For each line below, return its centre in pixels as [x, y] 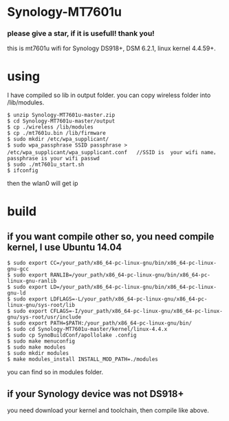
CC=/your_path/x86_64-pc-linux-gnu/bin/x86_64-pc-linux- [133, 263]
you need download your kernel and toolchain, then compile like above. [108, 411]
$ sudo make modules [37, 347]
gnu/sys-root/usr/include [44, 317]
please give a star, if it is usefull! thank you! [81, 34]
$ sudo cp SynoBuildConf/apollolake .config [72, 335]
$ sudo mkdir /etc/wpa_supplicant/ [58, 139]
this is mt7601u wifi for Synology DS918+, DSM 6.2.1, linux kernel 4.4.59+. [111, 48]
